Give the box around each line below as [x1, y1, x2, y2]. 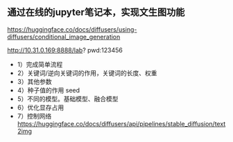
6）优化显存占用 [17, 103, 64, 112]
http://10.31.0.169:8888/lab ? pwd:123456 [7, 45, 123, 54]
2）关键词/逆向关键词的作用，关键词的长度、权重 [17, 68, 157, 77]
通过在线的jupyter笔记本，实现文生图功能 [7, 6, 185, 19]
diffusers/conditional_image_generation [7, 32, 121, 41]
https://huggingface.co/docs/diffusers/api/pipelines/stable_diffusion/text [17, 119, 226, 128]
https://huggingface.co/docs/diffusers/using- [7, 25, 137, 33]
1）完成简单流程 [17, 60, 63, 68]
